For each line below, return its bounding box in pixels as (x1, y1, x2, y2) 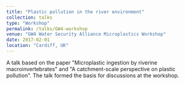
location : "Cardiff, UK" (6, 43, 69, 49)
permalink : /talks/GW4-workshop (6, 25, 88, 32)
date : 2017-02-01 (6, 37, 50, 43)
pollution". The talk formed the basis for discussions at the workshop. (6, 72, 180, 79)
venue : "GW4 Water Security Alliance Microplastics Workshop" (6, 31, 166, 37)
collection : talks (6, 14, 53, 20)
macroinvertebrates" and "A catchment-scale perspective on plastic (6, 65, 176, 72)
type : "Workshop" (6, 20, 50, 26)
